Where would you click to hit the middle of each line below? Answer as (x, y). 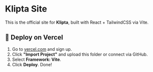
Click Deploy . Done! (32, 64)
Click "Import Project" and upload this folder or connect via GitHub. (80, 54)
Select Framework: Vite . (36, 59)
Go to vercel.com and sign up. (42, 49)
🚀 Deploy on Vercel (34, 37)
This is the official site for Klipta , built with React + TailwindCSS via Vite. (77, 22)
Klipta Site (26, 9)
